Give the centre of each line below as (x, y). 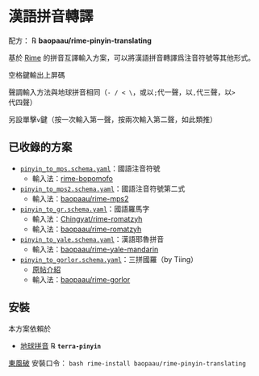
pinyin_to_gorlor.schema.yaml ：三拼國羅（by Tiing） (109, 259)
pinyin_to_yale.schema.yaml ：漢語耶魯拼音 (92, 239)
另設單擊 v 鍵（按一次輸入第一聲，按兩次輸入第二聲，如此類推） (113, 119)
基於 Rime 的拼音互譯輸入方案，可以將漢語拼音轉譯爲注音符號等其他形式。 (132, 57)
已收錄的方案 (40, 148)
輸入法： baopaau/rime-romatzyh (87, 229)
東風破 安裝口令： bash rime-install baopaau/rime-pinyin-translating (127, 363)
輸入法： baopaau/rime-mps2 (80, 198)
